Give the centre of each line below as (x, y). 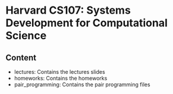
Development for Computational (86, 23)
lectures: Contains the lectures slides (59, 72)
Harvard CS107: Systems (68, 10)
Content (21, 57)
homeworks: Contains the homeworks (61, 78)
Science (26, 36)
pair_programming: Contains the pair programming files (82, 84)
